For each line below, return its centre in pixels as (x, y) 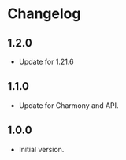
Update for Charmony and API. (69, 105)
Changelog (44, 14)
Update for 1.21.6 (46, 61)
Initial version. (41, 149)
